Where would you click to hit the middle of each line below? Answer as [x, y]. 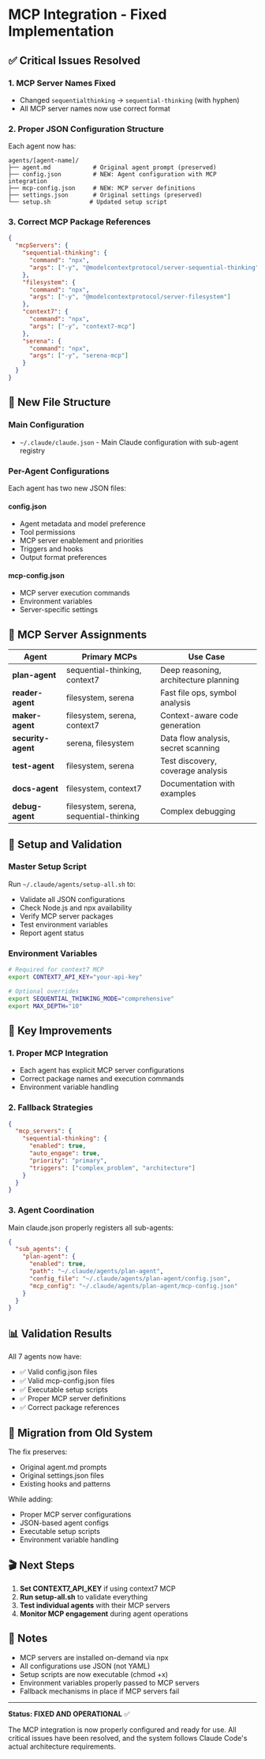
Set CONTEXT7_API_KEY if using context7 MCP [97, 1588]
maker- [27, 716]
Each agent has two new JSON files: [67, 488]
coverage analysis [194, 771]
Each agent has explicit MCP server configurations [102, 1070]
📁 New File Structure [60, 402]
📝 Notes [28, 1639]
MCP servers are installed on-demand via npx [94, 1657]
